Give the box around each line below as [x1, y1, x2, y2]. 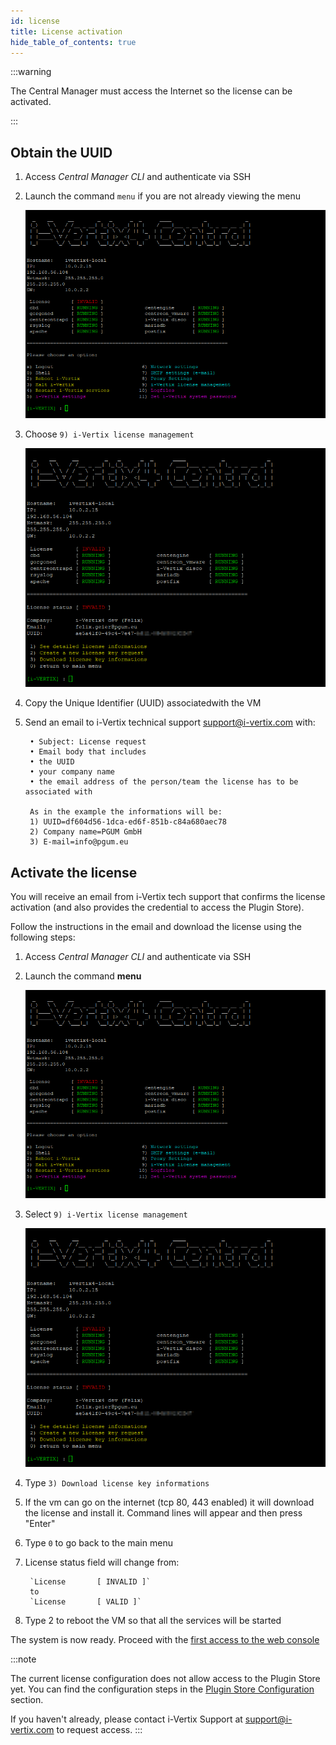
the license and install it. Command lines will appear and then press [24, 1507, 303, 1519]
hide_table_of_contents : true [10, 37, 137, 47]
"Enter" [24, 1518, 56, 1530]
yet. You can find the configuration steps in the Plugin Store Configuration [10, 1683, 315, 1695]
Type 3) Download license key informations [24, 1477, 210, 1489]
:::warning [10, 66, 52, 78]
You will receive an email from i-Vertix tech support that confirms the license [10, 891, 326, 903]
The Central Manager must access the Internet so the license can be [10, 85, 293, 97]
